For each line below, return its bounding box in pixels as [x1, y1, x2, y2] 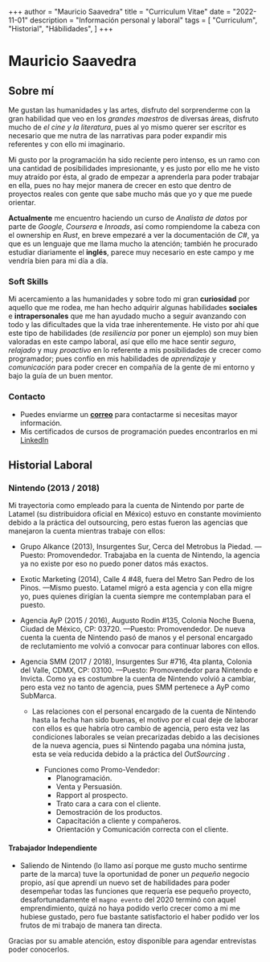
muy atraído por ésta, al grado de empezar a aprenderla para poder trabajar [8, 172, 260, 182]
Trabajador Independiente [8, 843, 98, 853]
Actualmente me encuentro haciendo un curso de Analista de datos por [8, 213, 247, 223]
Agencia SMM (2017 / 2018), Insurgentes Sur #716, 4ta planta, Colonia [19, 657, 252, 666]
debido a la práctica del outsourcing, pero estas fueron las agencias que [8, 518, 248, 527]
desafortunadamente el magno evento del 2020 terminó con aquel [19, 895, 236, 905]
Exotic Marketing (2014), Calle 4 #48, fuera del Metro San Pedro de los [19, 575, 255, 584]
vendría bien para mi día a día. [8, 256, 108, 265]
